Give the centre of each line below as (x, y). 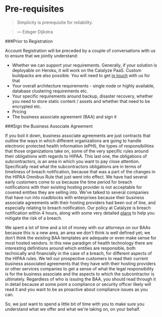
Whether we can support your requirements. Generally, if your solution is (84, 65)
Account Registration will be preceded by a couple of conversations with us (80, 50)
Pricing (19, 111)
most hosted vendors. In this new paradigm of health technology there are (79, 243)
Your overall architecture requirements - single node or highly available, (83, 85)
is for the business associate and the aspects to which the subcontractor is (80, 274)
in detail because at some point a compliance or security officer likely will (78, 284)
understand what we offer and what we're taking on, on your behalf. (73, 309)
